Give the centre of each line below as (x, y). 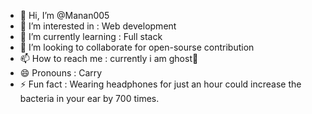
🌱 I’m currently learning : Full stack (91, 36)
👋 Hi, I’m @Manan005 (64, 15)
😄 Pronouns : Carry (61, 73)
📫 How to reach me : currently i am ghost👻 (109, 58)
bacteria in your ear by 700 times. (89, 98)
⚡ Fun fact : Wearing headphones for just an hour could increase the (160, 84)
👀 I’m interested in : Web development (98, 26)
